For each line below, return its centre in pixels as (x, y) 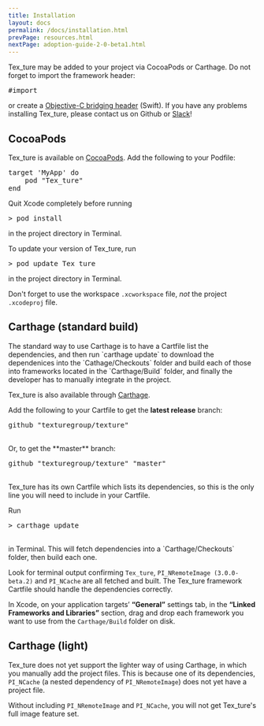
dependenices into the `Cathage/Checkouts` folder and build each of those (130, 362)
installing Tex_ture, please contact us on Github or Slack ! (100, 114)
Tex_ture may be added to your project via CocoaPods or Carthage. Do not (129, 67)
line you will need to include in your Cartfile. (79, 495)
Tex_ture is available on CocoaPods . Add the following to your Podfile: (122, 157)
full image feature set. (44, 713)
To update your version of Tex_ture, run (72, 248)
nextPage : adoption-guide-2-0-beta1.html (77, 45)
